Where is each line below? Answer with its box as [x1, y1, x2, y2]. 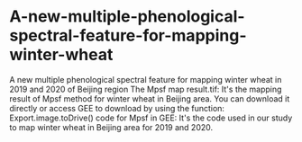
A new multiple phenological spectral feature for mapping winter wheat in [9, 74, 282, 84]
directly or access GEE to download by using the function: [9, 102, 225, 113]
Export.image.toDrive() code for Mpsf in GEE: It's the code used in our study [9, 112, 293, 123]
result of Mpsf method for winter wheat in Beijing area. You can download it [9, 93, 290, 104]
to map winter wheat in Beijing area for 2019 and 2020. [9, 121, 214, 132]
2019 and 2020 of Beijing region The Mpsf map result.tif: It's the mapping [9, 84, 282, 94]
